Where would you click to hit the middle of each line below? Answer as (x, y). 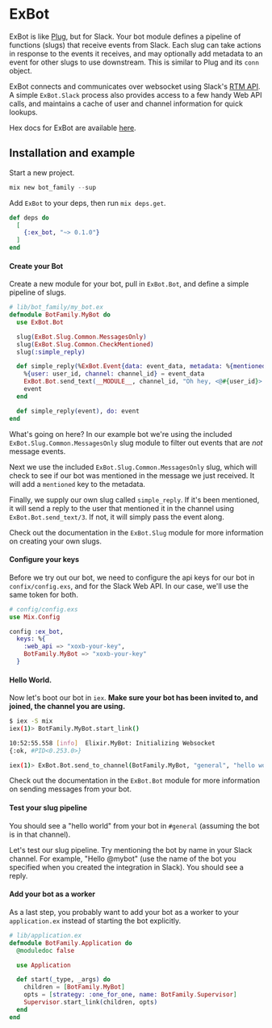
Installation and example (72, 153)
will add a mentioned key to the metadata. (77, 484)
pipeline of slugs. (38, 292)
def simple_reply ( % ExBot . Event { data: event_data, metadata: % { (125, 367)
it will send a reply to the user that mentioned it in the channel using (122, 508)
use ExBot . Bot (40, 322)
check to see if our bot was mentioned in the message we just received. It (132, 475)
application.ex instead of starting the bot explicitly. (95, 921)
